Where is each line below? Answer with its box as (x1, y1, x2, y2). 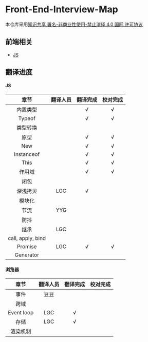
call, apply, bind (8, 235, 46, 242)
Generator (14, 251, 40, 258)
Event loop (8, 309, 34, 316)
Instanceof (13, 151, 40, 158)
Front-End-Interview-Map (5, 4, 118, 15)
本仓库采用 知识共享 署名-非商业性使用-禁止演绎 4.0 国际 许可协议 (5, 21, 143, 27)
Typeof (18, 115, 36, 122)
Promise (17, 243, 37, 250)
